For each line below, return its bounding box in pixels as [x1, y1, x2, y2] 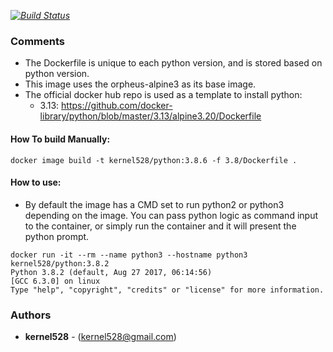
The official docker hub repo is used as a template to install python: [24, 89, 303, 101]
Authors [10, 308, 52, 322]
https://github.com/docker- [61, 100, 173, 112]
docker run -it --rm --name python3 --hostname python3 [10, 250, 248, 260]
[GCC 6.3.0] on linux [10, 276, 101, 286]
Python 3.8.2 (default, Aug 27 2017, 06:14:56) [10, 267, 213, 277]
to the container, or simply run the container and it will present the [24, 220, 297, 232]
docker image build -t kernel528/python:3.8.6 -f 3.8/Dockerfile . [10, 155, 298, 165]
